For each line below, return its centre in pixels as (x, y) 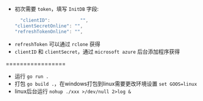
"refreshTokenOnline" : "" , (49, 31)
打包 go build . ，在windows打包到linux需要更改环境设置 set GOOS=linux (106, 83)
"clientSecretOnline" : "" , (49, 26)
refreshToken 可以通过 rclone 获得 (57, 44)
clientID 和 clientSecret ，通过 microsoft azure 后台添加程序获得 (97, 51)
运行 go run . (32, 76)
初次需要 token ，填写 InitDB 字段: (57, 9)
